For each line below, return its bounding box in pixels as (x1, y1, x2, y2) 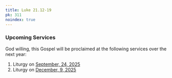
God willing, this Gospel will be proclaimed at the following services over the (5, 46, 167, 52)
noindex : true (5, 17, 36, 22)
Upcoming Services (5, 34, 55, 41)
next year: (5, 51, 27, 57)
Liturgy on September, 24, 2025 (12, 61, 81, 67)
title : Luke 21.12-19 (5, 7, 52, 13)
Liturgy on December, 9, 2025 (12, 66, 77, 72)
